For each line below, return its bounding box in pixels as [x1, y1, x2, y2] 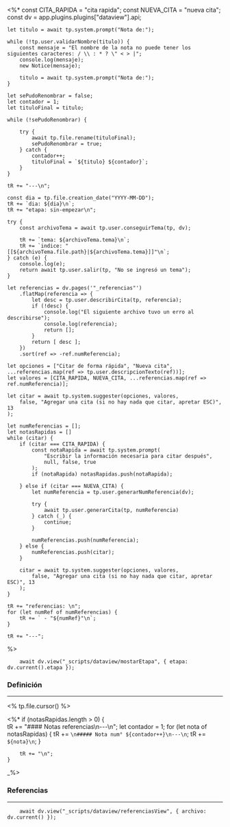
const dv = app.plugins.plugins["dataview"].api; [7, 13, 142, 21]
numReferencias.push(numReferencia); [31, 537, 139, 544]
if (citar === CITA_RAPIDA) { [19, 441, 106, 447]
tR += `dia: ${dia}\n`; [7, 200, 75, 207]
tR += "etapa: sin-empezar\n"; [7, 207, 97, 213]
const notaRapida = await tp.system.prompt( [31, 447, 161, 454]
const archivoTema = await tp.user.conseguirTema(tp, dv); [19, 224, 192, 231]
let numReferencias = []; [7, 423, 81, 430]
